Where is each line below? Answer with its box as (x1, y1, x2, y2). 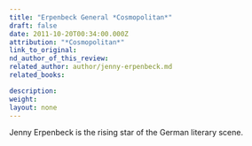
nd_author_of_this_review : (9, 54, 109, 63)
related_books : (9, 71, 66, 80)
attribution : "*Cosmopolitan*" (9, 37, 125, 47)
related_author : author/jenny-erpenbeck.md (9, 63, 173, 72)
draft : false (9, 21, 58, 30)
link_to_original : (9, 46, 77, 55)
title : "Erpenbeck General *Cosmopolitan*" (9, 12, 173, 22)
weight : (9, 95, 38, 104)
